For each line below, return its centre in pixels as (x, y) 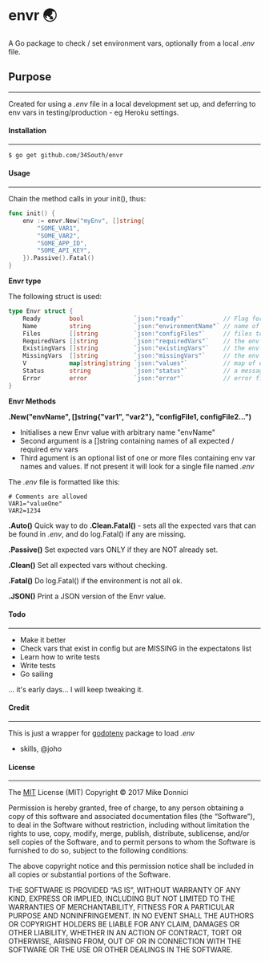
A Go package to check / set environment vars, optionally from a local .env (131, 43)
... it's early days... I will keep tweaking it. (76, 689)
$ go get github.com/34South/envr (66, 155)
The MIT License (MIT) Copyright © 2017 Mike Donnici (98, 793)
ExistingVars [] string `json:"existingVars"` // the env (141, 349)
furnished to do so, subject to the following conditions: (98, 850)
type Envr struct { (41, 311)
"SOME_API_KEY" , (64, 251)
